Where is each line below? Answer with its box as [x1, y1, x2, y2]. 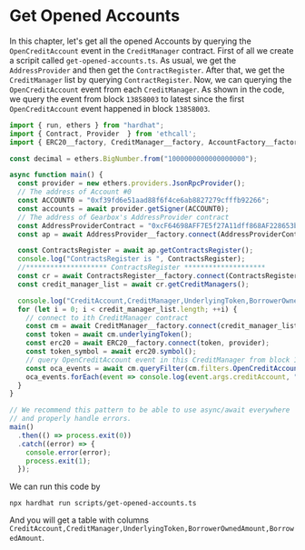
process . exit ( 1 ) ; [25, 456, 92, 465]
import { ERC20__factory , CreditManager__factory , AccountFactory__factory [9, 137, 302, 146]
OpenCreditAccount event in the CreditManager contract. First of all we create [9, 45, 294, 55]
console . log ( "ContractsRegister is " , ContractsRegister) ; [17, 255, 246, 264]
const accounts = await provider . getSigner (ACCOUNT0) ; [17, 204, 230, 214]
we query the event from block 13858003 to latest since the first [9, 93, 245, 105]
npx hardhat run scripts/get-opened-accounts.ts [9, 499, 197, 508]
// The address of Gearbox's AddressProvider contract [17, 213, 230, 222]
